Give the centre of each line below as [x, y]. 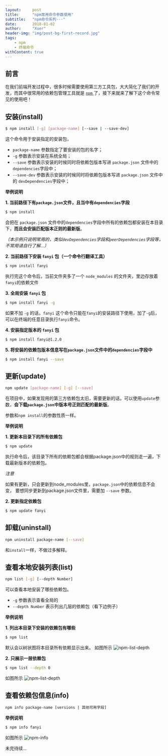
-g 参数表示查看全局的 [35, 600]
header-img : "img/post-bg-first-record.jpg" [53, 33]
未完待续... [16, 748]
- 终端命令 [24, 47]
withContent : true [24, 52]
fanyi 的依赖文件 [22, 282]
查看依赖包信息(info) [37, 696]
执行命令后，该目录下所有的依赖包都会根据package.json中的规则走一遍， [81, 456]
